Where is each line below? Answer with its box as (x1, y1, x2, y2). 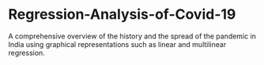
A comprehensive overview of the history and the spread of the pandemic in (8, 31, 257, 41)
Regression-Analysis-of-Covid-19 (8, 5, 236, 23)
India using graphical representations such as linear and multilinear (8, 39, 227, 49)
